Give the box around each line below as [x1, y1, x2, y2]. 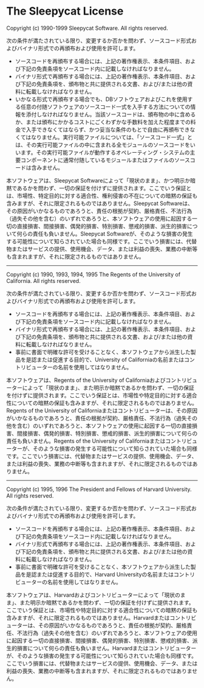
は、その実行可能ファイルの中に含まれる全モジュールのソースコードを [15, 141, 191, 148]
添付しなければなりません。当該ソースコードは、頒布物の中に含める [25, 111, 196, 118]
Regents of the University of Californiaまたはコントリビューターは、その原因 [6, 406, 198, 414]
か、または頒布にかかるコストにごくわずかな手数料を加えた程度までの [15, 118, 191, 125]
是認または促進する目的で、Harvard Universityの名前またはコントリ [25, 571, 195, 578]
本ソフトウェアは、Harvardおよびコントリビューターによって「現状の [6, 591, 180, 599]
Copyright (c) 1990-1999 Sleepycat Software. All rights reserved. [6, 24, 168, 32]
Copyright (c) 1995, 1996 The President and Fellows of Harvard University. [6, 485, 192, 493]
